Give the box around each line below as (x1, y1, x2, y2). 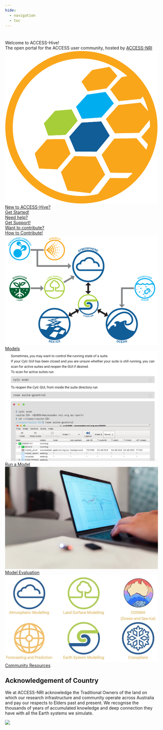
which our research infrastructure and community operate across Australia (5, 695, 154, 700)
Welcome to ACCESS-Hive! (5, 39, 60, 46)
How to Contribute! (5, 230, 43, 236)
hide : (5, 8, 16, 13)
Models (5, 346, 20, 351)
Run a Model (5, 462, 31, 468)
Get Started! (5, 209, 30, 215)
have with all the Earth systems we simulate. (5, 710, 94, 716)
